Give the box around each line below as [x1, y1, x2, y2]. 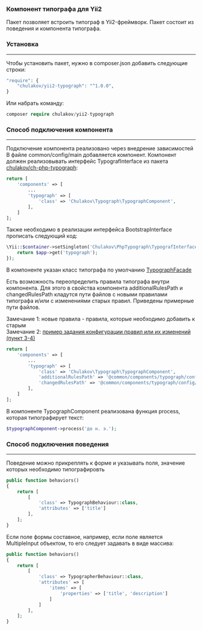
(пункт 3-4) [6, 334, 35, 342]
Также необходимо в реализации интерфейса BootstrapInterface [6, 226, 173, 234]
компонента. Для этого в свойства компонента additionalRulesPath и [6, 284, 183, 291]
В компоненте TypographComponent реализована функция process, [6, 407, 180, 415]
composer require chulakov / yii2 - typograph [6, 111, 114, 118]
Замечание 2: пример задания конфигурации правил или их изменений [6, 328, 191, 336]
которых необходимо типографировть [6, 465, 105, 472]
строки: [6, 66, 26, 73]
